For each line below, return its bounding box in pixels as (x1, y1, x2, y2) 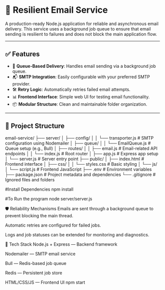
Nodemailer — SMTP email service (5, 251, 76, 257)
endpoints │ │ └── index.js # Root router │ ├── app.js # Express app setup (5, 150, 159, 156)
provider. (12, 81, 30, 87)
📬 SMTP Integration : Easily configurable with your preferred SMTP (12, 74, 150, 80)
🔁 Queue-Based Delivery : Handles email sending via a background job (12, 63, 156, 69)
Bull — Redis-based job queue (5, 260, 67, 266)
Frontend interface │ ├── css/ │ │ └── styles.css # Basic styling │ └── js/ (5, 161, 158, 167)
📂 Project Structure (5, 122, 65, 130)
